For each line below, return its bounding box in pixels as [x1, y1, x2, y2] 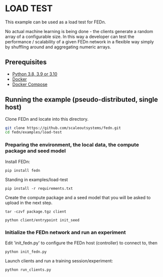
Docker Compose [12, 81, 48, 87]
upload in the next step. [5, 200, 53, 205]
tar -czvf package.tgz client [5, 209, 67, 214]
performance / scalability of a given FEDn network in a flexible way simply [5, 38, 154, 44]
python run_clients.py [5, 267, 51, 272]
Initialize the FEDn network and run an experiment [5, 229, 126, 236]
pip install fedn [5, 168, 41, 173]
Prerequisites [5, 58, 47, 66]
